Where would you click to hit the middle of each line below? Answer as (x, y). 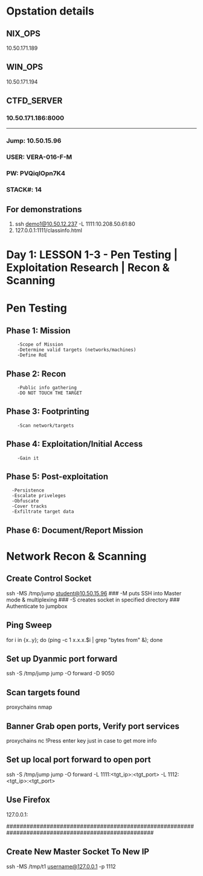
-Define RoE (32, 355)
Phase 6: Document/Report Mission (75, 530)
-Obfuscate (25, 501)
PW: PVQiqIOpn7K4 (36, 173)
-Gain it (28, 458)
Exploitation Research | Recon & (88, 268)
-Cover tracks (29, 507)
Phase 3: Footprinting (48, 411)
